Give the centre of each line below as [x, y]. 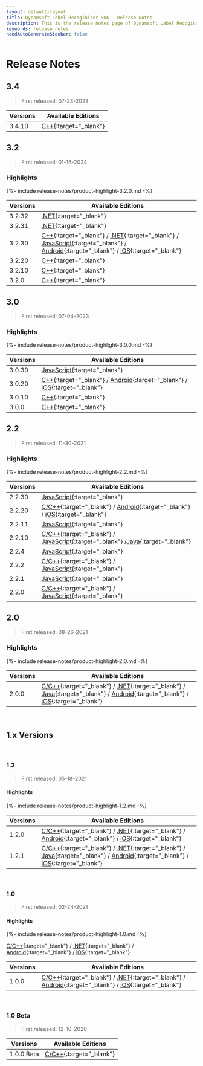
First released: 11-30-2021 [53, 443]
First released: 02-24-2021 [54, 907]
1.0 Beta [18, 1016]
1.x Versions [30, 735]
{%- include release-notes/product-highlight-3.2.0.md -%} [79, 191]
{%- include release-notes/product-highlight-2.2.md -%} [77, 472]
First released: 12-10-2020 [54, 1029]
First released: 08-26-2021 [54, 632]
